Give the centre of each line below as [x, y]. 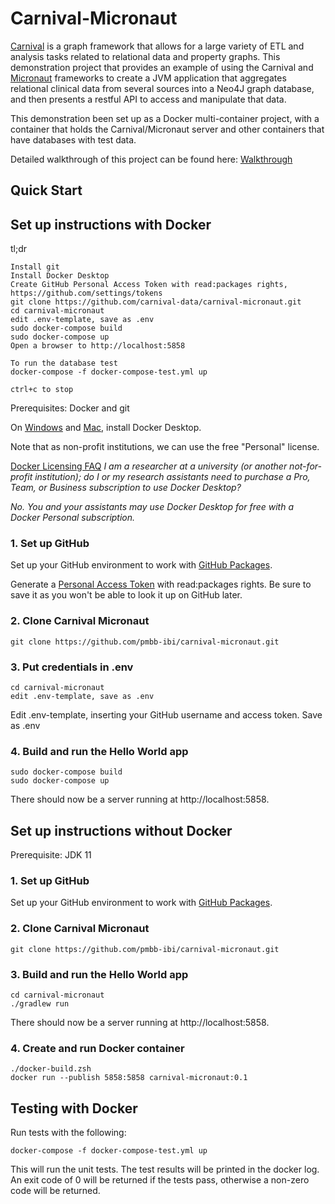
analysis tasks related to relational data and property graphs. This [145, 56]
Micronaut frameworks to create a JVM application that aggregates [148, 78]
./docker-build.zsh [51, 1069]
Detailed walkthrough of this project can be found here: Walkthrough [151, 159]
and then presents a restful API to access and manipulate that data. [148, 99]
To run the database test [64, 363]
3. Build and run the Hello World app [99, 974]
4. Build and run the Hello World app [99, 751]
